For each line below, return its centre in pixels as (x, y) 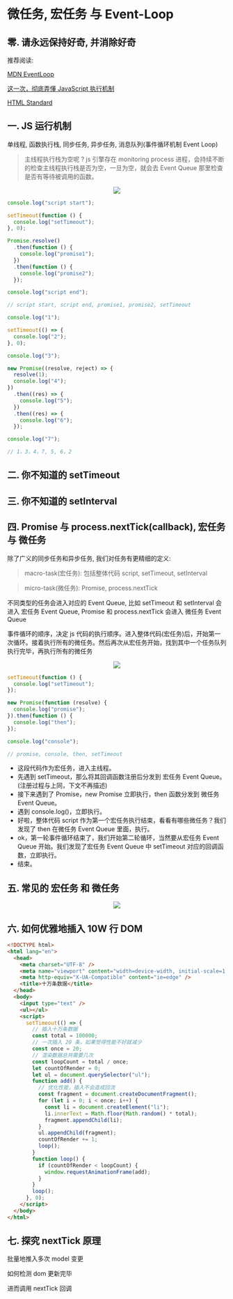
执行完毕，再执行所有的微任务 (50, 651)
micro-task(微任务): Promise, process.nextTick (91, 588)
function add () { (57, 1081)
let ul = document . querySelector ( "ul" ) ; (91, 1074)
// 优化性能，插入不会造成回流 (77, 1088)
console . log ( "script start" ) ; (51, 203)
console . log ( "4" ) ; (40, 381)
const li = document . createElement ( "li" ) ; (107, 1107)
